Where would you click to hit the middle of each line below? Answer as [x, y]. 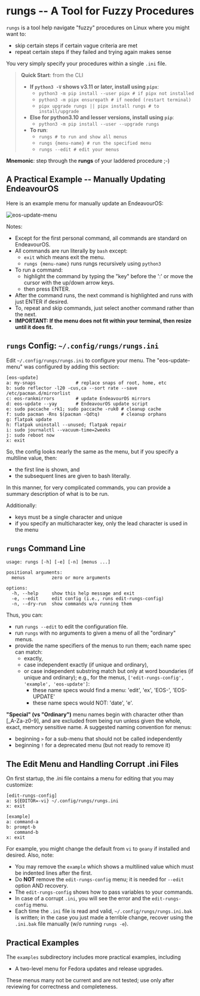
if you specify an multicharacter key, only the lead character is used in [101, 523]
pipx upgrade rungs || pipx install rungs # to [99, 106]
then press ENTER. [47, 289]
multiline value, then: [32, 458]
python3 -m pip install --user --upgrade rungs [99, 124]
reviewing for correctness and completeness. [62, 986]
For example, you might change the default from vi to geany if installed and [98, 849]
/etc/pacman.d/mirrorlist [38, 393]
